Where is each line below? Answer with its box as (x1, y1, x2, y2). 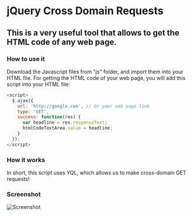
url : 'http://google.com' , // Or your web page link (17, 103, 150, 109)
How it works (6, 156, 45, 164)
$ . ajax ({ (12, 98, 34, 104)
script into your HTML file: (6, 80, 70, 88)
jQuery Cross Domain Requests (6, 4, 164, 18)
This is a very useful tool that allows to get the (6, 28, 180, 38)
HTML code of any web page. (6, 37, 117, 47)
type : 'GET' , (17, 108, 50, 115)
